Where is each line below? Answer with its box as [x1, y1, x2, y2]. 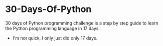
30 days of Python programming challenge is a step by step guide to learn [5, 20, 158, 26]
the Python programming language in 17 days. [5, 25, 100, 31]
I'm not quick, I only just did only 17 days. [12, 35, 98, 41]
